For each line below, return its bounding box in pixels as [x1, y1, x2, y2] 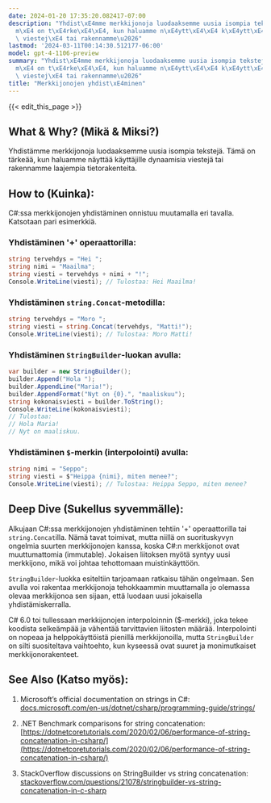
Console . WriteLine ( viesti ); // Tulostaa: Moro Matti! [8, 330, 194, 338]
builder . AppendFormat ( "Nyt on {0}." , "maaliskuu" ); [8, 390, 186, 398]
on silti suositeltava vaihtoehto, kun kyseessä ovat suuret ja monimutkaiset [8, 641, 256, 650]
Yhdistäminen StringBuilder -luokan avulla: [8, 349, 181, 360]
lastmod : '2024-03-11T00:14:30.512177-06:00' [8, 42, 164, 50]
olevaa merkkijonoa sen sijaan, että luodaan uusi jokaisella [8, 591, 203, 600]
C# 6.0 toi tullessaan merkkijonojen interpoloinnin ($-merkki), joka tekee [8, 615, 248, 625]
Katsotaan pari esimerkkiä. [8, 217, 97, 227]
